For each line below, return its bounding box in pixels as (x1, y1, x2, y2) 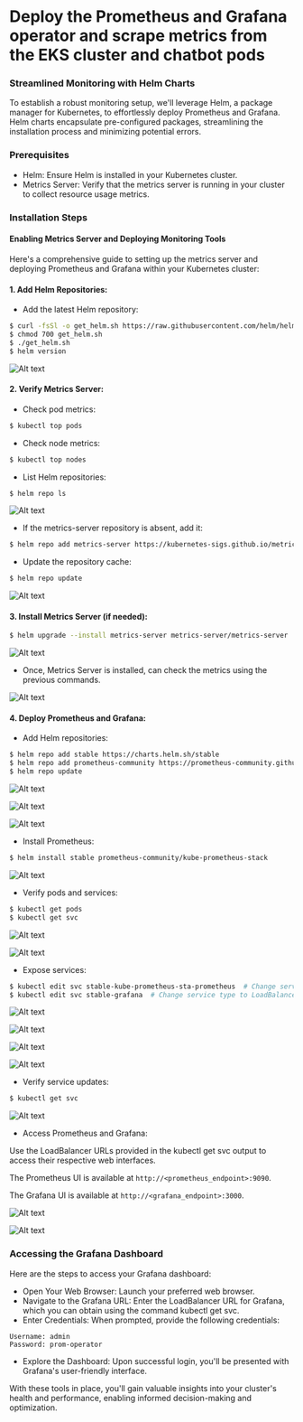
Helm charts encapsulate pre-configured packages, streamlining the (9, 117, 263, 127)
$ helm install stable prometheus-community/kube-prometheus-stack (9, 854, 269, 863)
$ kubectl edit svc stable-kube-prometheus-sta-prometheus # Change (9, 982, 277, 991)
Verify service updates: (22, 1077, 110, 1088)
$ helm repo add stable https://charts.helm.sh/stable (9, 750, 220, 760)
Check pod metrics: (22, 404, 96, 415)
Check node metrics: (22, 437, 101, 448)
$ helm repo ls (9, 489, 67, 498)
